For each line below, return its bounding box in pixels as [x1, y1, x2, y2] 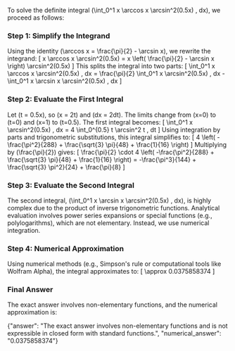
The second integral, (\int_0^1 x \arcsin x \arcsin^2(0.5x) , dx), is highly [7, 196, 212, 205]
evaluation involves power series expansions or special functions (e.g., [7, 211, 212, 219]
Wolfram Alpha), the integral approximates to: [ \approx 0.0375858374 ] [7, 267, 215, 276]
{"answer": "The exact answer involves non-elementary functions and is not [7, 321, 228, 330]
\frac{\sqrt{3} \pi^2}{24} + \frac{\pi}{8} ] [7, 162, 125, 171]
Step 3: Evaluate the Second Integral [7, 180, 135, 190]
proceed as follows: [7, 13, 65, 22]
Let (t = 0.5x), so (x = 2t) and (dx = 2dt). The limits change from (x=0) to [7, 110, 217, 119]
